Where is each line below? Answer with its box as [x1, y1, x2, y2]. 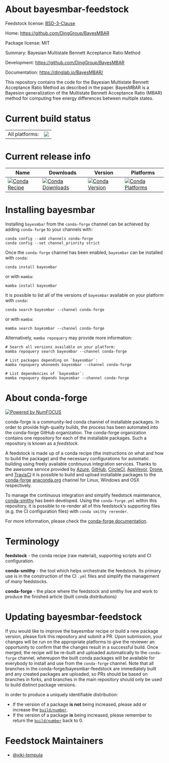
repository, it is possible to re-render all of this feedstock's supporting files [5, 503, 160, 509]
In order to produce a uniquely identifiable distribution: [5, 691, 118, 697]
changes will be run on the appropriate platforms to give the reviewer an [5, 639, 155, 645]
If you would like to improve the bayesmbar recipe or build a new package [5, 628, 158, 634]
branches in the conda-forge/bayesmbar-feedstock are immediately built [5, 665, 157, 671]
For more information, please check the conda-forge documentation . [5, 518, 148, 524]
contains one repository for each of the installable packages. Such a [5, 435, 147, 441]
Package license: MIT [5, 39, 50, 46]
